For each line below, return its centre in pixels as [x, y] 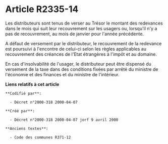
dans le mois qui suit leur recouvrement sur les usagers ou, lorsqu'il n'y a [81, 28]
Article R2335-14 [42, 9]
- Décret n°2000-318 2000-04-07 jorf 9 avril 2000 [64, 120]
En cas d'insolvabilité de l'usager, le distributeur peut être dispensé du [78, 64]
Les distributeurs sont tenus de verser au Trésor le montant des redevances [84, 23]
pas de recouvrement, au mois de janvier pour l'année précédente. [75, 34]
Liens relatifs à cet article [32, 84]
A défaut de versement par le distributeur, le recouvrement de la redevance [83, 43]
